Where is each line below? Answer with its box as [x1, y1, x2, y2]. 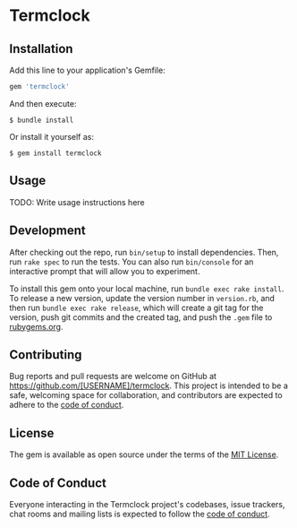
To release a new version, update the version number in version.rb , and [9, 292, 276, 303]
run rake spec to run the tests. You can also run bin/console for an [9, 256, 254, 267]
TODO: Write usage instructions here [9, 196, 145, 207]
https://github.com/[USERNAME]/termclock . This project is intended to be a [9, 380, 289, 391]
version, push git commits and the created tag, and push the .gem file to [9, 311, 273, 323]
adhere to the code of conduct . [9, 400, 124, 411]
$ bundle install [9, 116, 74, 125]
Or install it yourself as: [9, 131, 94, 142]
